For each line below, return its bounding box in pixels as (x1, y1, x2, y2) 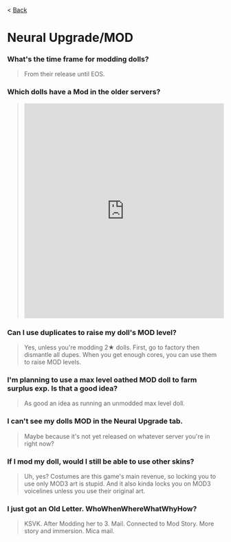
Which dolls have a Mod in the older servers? (7, 87, 161, 97)
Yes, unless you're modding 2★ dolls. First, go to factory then (23, 343, 200, 351)
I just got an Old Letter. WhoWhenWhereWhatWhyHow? (7, 503, 197, 513)
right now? (23, 440, 55, 448)
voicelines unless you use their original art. (23, 486, 146, 495)
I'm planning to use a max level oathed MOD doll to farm (7, 375, 197, 384)
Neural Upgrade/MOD (7, 30, 134, 45)
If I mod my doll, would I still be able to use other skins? (7, 457, 195, 466)
